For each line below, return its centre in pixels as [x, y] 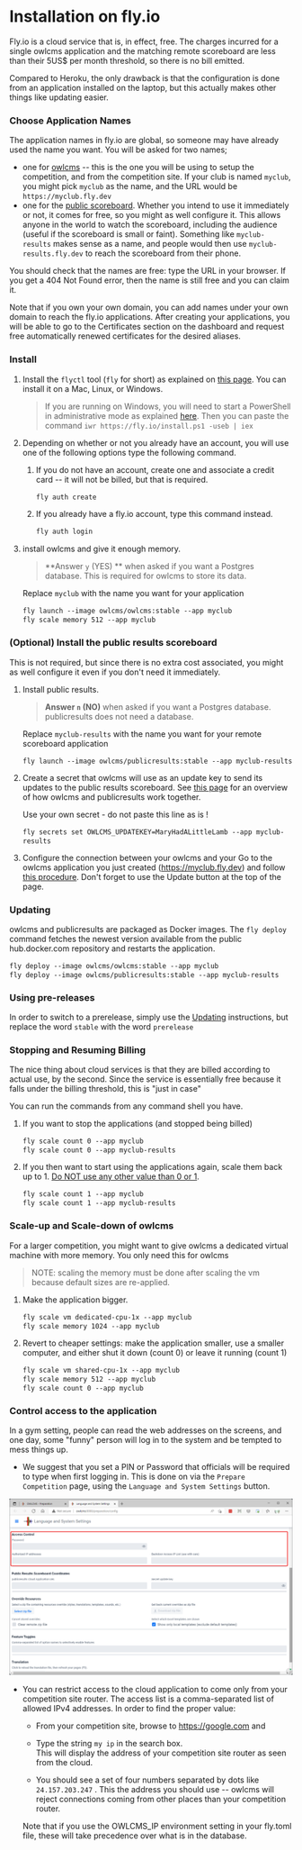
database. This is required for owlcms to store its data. [146, 576]
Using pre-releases [52, 997]
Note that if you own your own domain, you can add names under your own [149, 307]
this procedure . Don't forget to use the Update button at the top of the [151, 876]
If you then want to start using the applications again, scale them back [152, 1167]
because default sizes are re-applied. [101, 1282]
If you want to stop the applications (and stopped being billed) [138, 1124]
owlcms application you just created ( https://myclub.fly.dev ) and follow [154, 867]
